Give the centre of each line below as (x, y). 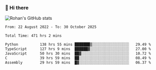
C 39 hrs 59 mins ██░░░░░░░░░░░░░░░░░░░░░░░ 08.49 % (78, 58)
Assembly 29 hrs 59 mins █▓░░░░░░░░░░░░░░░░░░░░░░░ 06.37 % (78, 62)
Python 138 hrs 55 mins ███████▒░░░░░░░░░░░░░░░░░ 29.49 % (78, 45)
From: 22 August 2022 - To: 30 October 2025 (51, 27)
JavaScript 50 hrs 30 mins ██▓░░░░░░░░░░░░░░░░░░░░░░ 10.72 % (78, 53)
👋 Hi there (17, 8)
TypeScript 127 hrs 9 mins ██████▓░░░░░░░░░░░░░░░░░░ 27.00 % (78, 49)
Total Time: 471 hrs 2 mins (34, 36)
